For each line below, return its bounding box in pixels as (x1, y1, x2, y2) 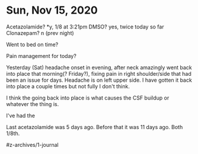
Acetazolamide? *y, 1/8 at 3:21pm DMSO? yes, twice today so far (6, 23, 164, 30)
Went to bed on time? (6, 41, 59, 48)
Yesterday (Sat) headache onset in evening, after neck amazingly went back (6, 63, 193, 71)
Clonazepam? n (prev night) (6, 29, 74, 36)
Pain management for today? (6, 52, 77, 59)
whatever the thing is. (6, 100, 59, 107)
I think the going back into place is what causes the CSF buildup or (6, 94, 170, 101)
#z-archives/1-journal (6, 141, 59, 148)
